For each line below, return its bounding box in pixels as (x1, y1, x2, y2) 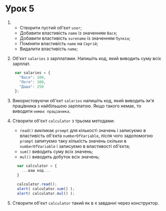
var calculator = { (17, 163, 57, 169)
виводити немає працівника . (12, 108, 71, 114)
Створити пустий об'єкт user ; (19, 24, 82, 30)
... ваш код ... (21, 168, 51, 173)
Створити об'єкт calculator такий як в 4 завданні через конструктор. (12, 200, 160, 206)
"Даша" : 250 (19, 84, 44, 89)
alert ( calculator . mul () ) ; (17, 191, 75, 196)
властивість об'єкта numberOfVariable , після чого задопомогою (19, 133, 153, 139)
